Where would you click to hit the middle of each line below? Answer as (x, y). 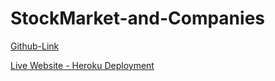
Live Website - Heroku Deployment (82, 65)
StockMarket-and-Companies (137, 18)
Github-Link (35, 46)
